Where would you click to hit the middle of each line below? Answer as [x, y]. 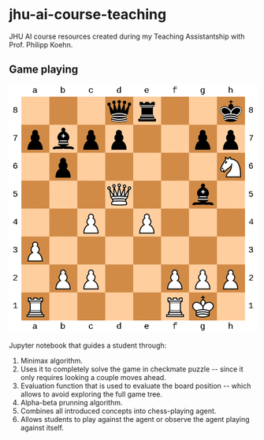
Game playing [44, 70]
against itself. [42, 427]
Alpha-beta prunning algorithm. [71, 402]
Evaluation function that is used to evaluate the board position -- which [136, 386]
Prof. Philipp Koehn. [41, 44]
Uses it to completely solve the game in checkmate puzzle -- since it [132, 369]
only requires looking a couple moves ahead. [93, 377]
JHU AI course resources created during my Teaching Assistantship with [127, 36]
